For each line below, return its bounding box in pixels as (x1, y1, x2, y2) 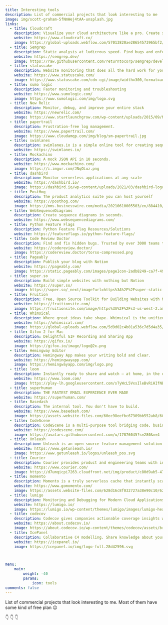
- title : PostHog (9, 189, 46, 194)
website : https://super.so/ (14, 283, 72, 288)
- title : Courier (9, 455, 46, 460)
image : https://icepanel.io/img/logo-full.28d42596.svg (14, 544, 133, 549)
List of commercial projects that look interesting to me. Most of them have (5, 599, 157, 605)
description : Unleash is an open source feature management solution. (14, 441, 164, 447)
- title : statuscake (9, 63, 52, 68)
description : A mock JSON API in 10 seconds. (14, 157, 111, 162)
